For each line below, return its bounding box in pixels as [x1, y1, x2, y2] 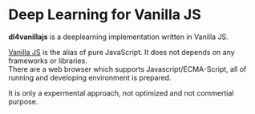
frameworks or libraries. [8, 56, 88, 65]
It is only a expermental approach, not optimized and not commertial [8, 88, 234, 97]
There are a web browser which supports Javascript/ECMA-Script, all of [8, 64, 247, 73]
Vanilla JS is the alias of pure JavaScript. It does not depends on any [8, 47, 235, 57]
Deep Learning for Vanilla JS [8, 6, 202, 24]
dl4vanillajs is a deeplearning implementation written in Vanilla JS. [8, 32, 229, 41]
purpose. [8, 96, 38, 106]
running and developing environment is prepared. [8, 73, 172, 82]
